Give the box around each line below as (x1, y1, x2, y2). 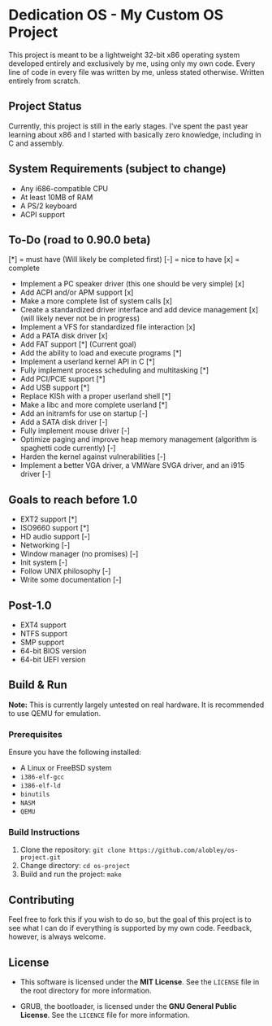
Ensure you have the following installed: (8, 747, 142, 757)
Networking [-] (19, 540, 71, 550)
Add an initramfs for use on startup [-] (19, 408, 148, 418)
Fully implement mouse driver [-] (19, 426, 130, 436)
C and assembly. (8, 138, 65, 148)
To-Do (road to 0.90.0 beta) (8, 233, 151, 247)
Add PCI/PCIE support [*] (19, 374, 106, 384)
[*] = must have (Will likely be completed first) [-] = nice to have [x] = (8, 255, 240, 264)
